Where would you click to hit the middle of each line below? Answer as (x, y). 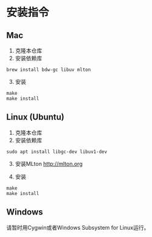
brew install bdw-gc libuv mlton (49, 70)
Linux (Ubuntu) (36, 117)
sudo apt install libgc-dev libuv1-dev (57, 152)
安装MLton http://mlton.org (49, 163)
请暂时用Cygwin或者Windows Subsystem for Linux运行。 (78, 227)
